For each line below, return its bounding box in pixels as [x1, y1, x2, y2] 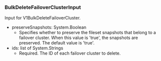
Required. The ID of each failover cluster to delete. [19, 50, 121, 56]
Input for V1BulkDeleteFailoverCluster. [4, 15, 81, 21]
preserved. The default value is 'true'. [19, 40, 95, 46]
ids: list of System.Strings [11, 45, 64, 51]
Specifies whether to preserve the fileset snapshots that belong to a [19, 30, 156, 36]
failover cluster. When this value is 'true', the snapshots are [19, 35, 138, 41]
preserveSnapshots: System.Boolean [11, 24, 87, 30]
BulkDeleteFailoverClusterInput [4, 4, 81, 11]
